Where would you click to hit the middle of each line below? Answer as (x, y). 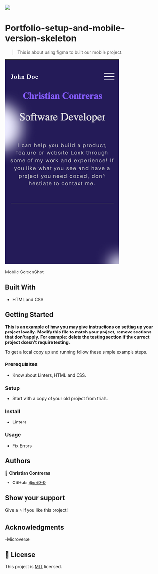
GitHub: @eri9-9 (29, 483)
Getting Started (29, 315)
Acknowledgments (35, 527)
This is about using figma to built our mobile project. (70, 52)
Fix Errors (22, 446)
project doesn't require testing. (38, 342)
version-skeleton (41, 39)
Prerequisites (21, 364)
